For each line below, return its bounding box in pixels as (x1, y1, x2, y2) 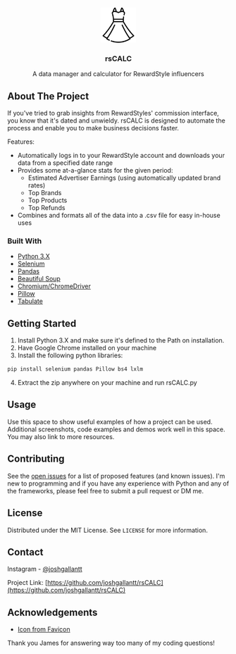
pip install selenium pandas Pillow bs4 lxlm (7, 366, 143, 373)
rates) (27, 181, 46, 190)
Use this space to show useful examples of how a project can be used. (7, 417, 213, 426)
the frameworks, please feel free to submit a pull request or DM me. (7, 486, 204, 495)
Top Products (27, 196, 68, 204)
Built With (7, 236, 42, 246)
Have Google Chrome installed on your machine (17, 344, 157, 352)
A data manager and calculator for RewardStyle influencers (32, 70, 204, 78)
